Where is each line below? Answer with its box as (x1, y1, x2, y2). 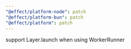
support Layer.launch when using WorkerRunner (5, 36, 125, 44)
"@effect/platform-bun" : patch (5, 14, 84, 20)
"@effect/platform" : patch (5, 20, 73, 26)
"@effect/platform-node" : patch (5, 8, 86, 15)
